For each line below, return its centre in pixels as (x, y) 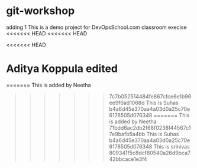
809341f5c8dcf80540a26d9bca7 (150, 153)
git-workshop (41, 11)
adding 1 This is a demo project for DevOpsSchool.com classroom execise (97, 27)
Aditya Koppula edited (62, 69)
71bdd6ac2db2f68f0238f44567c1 (150, 127)
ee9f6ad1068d (127, 103)
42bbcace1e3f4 (128, 159)
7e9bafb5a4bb (127, 134)
